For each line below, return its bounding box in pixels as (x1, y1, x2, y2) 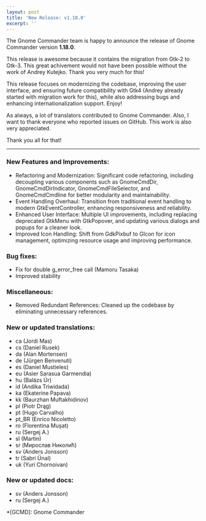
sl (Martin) (15, 435, 42, 442)
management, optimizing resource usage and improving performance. (15, 236, 193, 244)
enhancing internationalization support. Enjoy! (6, 100, 123, 107)
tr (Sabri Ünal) (15, 454, 51, 462)
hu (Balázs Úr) (15, 376, 52, 383)
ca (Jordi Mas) (15, 337, 53, 345)
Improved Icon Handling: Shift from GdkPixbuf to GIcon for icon (15, 230, 176, 238)
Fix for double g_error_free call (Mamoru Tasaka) (15, 266, 139, 273)
